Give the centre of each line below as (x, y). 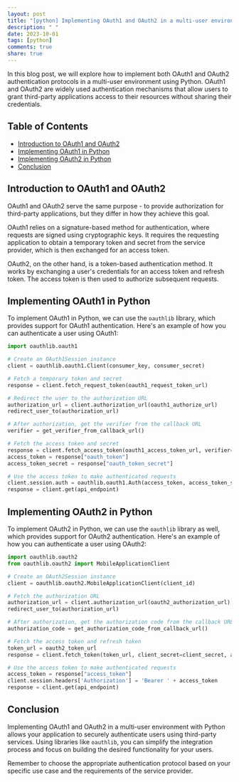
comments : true (30, 47)
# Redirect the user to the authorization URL (78, 398)
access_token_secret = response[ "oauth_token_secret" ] (90, 463)
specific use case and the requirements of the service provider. (100, 771)
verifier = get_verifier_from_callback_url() (76, 431)
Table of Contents (48, 126)
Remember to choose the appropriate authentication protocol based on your (119, 763)
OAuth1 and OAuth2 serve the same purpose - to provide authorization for (116, 206)
